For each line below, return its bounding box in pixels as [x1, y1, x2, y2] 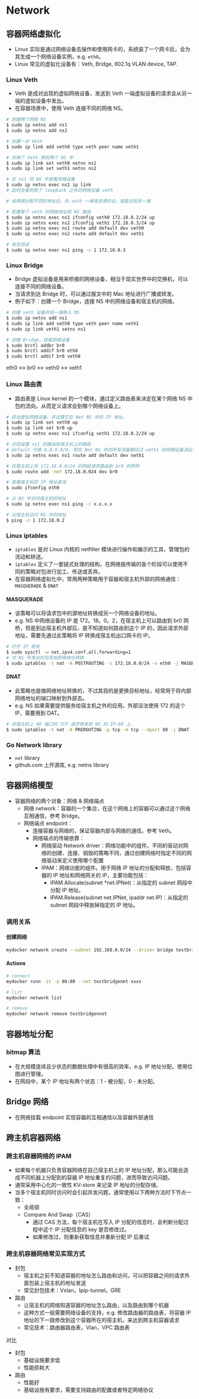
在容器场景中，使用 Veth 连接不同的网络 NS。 [14, 105, 126, 112]
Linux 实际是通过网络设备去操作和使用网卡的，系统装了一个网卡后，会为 [14, 46, 191, 52]
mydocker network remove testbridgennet [6, 1011, 108, 1017]
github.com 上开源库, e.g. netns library [14, 761, 110, 768]
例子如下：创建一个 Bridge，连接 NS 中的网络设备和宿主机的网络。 [14, 298, 178, 305]
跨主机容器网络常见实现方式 [6, 1250, 85, 1258]
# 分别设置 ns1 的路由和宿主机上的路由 [6, 441, 91, 447]
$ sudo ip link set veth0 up [6, 419, 78, 425]
